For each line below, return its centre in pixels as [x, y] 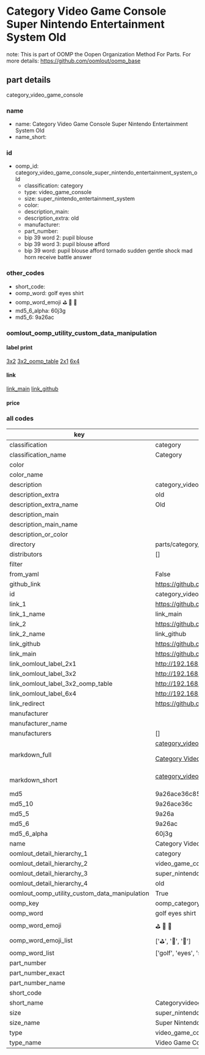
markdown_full [31, 754]
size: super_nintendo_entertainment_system [80, 199]
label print [20, 348]
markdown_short [34, 780]
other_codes [25, 273]
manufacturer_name [38, 723]
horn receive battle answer [58, 257]
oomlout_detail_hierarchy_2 [49, 863]
